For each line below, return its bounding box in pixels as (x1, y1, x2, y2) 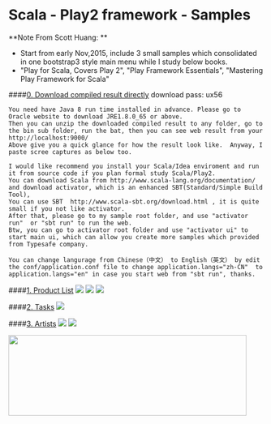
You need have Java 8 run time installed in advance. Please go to (8, 105, 242, 113)
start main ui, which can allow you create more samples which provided (8, 233, 260, 241)
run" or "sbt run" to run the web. (8, 219, 132, 227)
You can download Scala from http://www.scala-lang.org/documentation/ (8, 176, 256, 184)
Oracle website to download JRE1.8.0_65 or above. (8, 112, 183, 121)
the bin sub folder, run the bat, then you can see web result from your (8, 126, 264, 135)
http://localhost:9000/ (8, 134, 89, 142)
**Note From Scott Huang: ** (8, 32, 108, 42)
